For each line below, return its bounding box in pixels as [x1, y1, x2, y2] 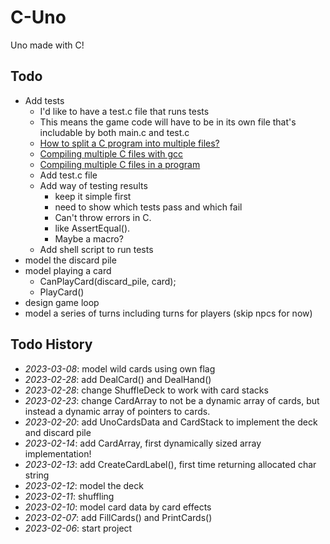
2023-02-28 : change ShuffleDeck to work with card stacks [24, 384, 269, 396]
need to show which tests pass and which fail [54, 201, 243, 213]
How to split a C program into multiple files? [39, 137, 220, 149]
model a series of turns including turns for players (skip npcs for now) [24, 307, 313, 319]
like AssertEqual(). [54, 222, 131, 234]
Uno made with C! [10, 39, 85, 51]
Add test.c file [39, 169, 98, 181]
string [24, 469, 50, 481]
